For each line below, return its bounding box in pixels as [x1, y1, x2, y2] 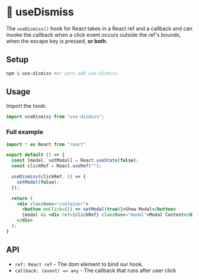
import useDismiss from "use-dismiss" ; [6, 114, 105, 120]
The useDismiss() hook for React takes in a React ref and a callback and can [6, 25, 192, 32]
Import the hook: [6, 102, 47, 110]
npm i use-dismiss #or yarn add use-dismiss [6, 70, 118, 76]
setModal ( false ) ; [17, 179, 60, 185]
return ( [11, 195, 33, 201]
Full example [6, 128, 43, 136]
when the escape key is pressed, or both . [6, 37, 108, 44]
